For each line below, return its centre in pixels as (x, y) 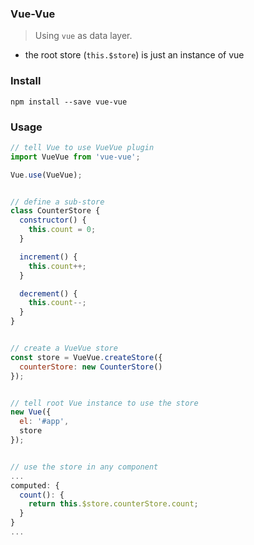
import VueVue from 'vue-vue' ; (75, 157)
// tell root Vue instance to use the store (104, 403)
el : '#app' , (44, 422)
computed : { (35, 485)
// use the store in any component (84, 467)
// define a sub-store (57, 202)
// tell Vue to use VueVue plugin (82, 147)
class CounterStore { (55, 211)
